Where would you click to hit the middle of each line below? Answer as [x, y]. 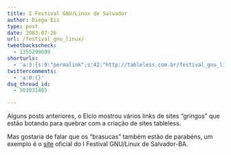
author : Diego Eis [33, 20]
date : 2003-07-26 [32, 33]
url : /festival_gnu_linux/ [46, 39]
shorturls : [23, 59]
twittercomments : [32, 71]
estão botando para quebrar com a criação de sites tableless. [94, 123]
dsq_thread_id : [29, 84]
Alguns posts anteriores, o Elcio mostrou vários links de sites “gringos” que [113, 116]
